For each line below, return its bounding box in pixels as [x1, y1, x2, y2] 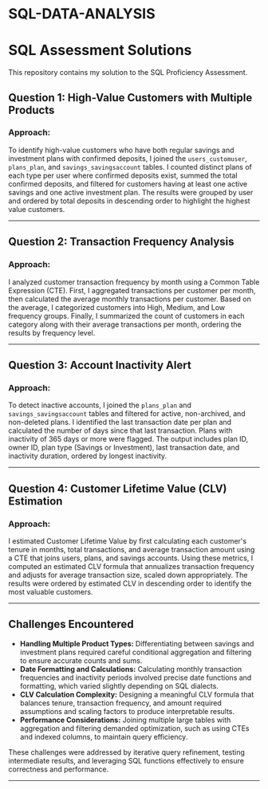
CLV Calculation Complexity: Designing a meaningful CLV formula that [19, 689, 254, 699]
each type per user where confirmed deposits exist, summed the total [8, 171, 238, 180]
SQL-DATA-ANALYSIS [8, 5, 156, 23]
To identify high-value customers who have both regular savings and [8, 145, 235, 155]
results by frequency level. [8, 328, 96, 337]
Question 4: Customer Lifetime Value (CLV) [8, 481, 227, 495]
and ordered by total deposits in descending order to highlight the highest [8, 196, 250, 206]
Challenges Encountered [8, 618, 134, 631]
